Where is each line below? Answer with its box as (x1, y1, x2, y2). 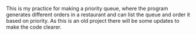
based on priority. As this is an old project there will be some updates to (6, 17, 180, 24)
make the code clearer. (6, 23, 62, 30)
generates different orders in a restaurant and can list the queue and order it (6, 11, 191, 18)
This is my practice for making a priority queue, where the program (6, 5, 168, 12)
